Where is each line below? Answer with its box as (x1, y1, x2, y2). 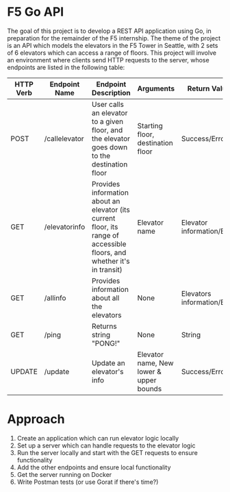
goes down (91, 142, 128, 151)
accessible (91, 239, 127, 249)
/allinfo (44, 293, 66, 302)
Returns (91, 321, 118, 331)
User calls (91, 99, 125, 109)
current (91, 213, 116, 223)
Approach (7, 412, 65, 427)
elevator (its (91, 205, 130, 214)
